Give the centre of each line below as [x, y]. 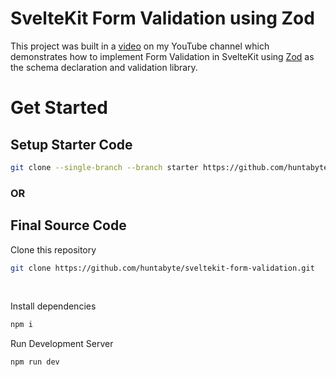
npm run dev [35, 362]
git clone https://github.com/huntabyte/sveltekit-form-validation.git [162, 268]
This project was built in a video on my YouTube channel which [140, 46]
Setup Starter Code [71, 144]
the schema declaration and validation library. [104, 67]
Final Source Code [68, 225]
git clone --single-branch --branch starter [104, 167]
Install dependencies [53, 306]
